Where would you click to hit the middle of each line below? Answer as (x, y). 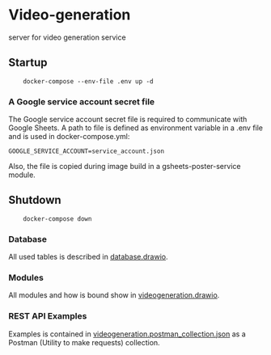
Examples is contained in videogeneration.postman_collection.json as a (127, 334)
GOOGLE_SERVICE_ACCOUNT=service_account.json (86, 151)
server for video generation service (68, 37)
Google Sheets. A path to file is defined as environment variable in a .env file (136, 128)
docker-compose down (57, 219)
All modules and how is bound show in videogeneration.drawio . (114, 295)
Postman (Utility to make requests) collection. (84, 342)
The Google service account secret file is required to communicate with (128, 120)
